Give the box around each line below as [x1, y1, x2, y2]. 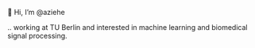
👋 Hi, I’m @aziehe [7, 8, 65, 17]
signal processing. [7, 31, 68, 40]
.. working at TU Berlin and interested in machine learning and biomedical [7, 23, 248, 31]
